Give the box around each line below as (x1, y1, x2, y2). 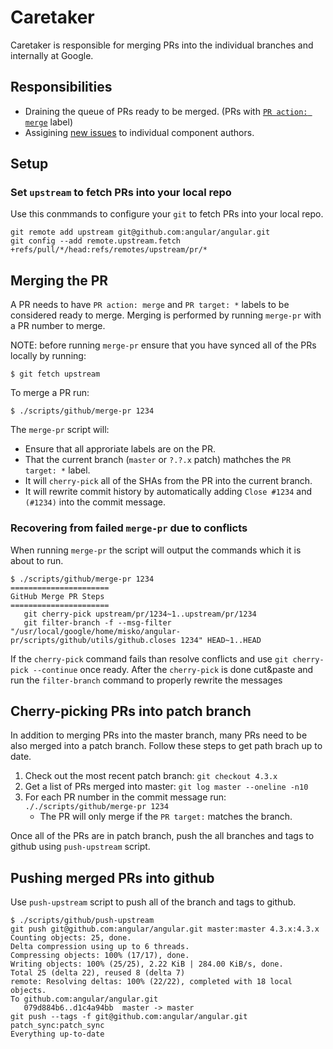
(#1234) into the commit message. (24, 496, 166, 508)
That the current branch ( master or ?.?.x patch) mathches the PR (24, 454, 292, 466)
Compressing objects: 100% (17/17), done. (10, 951, 190, 961)
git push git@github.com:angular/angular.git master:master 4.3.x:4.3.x (10, 924, 320, 935)
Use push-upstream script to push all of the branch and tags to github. (10, 896, 297, 908)
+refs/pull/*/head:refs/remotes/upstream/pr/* (10, 245, 208, 255)
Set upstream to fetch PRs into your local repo (10, 186, 232, 200)
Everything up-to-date (10, 1029, 105, 1040)
